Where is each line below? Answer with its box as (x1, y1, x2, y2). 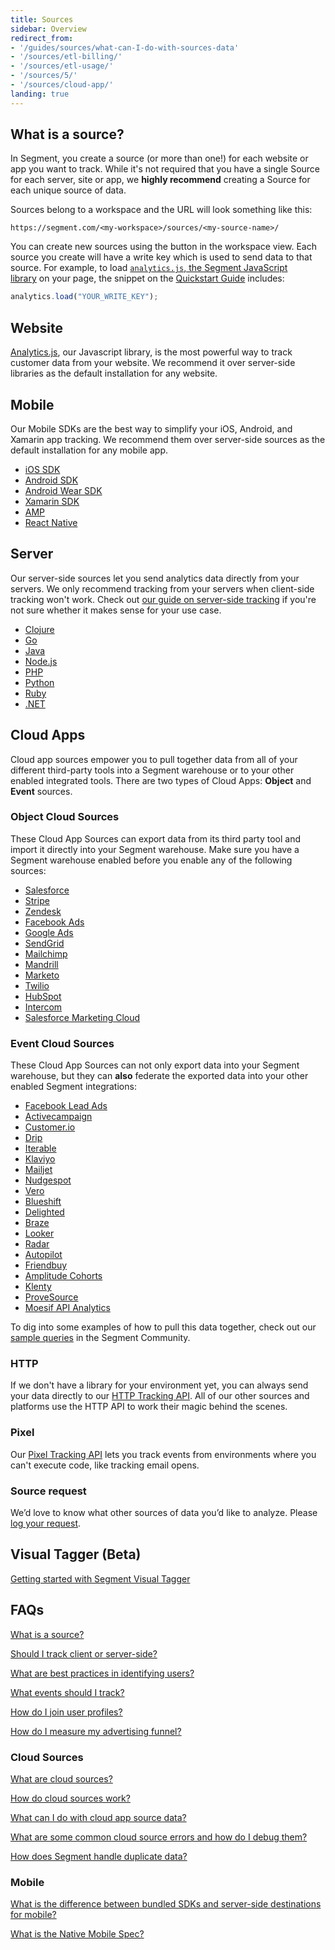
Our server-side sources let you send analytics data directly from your (10, 572, 300, 584)
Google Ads (24, 926, 74, 938)
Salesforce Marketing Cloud (24, 1011, 141, 1023)
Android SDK (24, 474, 79, 486)
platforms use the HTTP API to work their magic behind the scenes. (10, 1401, 288, 1413)
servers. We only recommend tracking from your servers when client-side (10, 582, 315, 595)
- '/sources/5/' (10, 71, 78, 81)
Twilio (24, 979, 50, 991)
